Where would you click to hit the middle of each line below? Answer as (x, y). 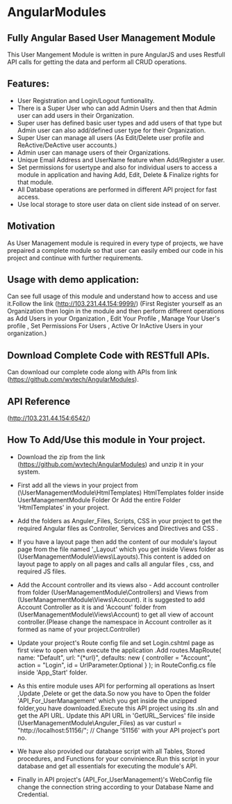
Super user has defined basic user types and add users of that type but (119, 123)
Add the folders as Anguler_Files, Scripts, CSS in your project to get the (119, 520)
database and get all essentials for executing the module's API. (107, 766)
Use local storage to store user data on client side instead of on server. (119, 204)
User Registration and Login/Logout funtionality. (86, 100)
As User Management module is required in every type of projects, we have (115, 243)
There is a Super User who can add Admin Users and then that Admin (117, 108)
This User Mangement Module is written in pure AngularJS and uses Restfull (116, 54)
